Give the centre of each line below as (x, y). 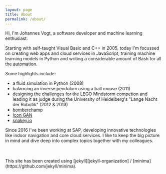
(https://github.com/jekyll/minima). (41, 166)
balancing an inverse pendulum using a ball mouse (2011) (71, 89)
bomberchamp (27, 110)
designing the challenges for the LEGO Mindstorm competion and (80, 94)
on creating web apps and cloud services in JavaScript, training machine (80, 53)
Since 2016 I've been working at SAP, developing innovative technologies (81, 130)
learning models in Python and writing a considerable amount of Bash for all (83, 59)
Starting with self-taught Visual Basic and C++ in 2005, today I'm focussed (82, 48)
